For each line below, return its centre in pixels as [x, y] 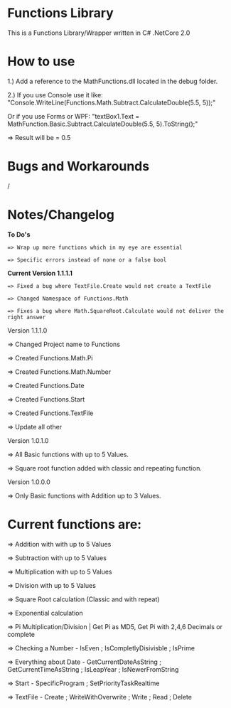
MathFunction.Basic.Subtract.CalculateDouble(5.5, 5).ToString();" [103, 124]
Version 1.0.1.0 [28, 440]
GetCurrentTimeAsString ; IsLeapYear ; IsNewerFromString [93, 669]
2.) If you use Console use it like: [55, 95]
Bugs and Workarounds [79, 167]
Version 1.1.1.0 [27, 330]
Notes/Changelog [61, 215]
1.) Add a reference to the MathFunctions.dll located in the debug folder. [113, 81]
